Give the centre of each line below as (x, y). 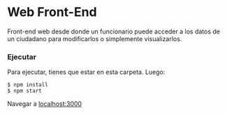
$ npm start (24, 91)
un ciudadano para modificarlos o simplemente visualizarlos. (95, 38)
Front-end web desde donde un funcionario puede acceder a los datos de (113, 31)
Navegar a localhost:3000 (45, 104)
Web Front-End (52, 12)
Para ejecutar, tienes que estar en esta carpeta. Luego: (86, 72)
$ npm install (28, 85)
